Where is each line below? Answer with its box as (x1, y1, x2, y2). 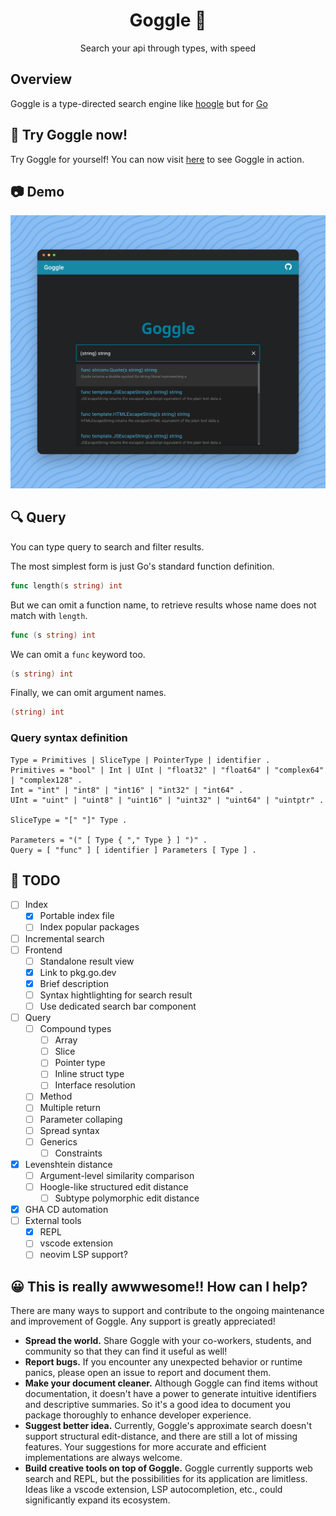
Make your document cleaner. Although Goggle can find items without (24, 1377, 318, 1389)
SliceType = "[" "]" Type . (10, 815, 128, 825)
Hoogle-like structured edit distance (39, 1180, 189, 1193)
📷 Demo (10, 183, 65, 200)
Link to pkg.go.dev (39, 966, 117, 978)
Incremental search (24, 932, 105, 944)
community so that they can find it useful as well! (24, 1345, 228, 1358)
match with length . (10, 609, 88, 621)
